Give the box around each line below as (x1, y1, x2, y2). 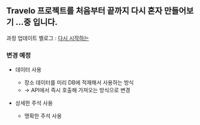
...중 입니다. (15, 17, 58, 27)
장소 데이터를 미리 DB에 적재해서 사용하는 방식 (24, 79, 134, 86)
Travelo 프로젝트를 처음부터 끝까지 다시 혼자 (6, 5, 163, 16)
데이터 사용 (15, 66, 42, 73)
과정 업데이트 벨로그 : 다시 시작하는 (6, 34, 89, 41)
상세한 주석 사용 (15, 100, 53, 107)
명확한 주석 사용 (24, 112, 62, 120)
